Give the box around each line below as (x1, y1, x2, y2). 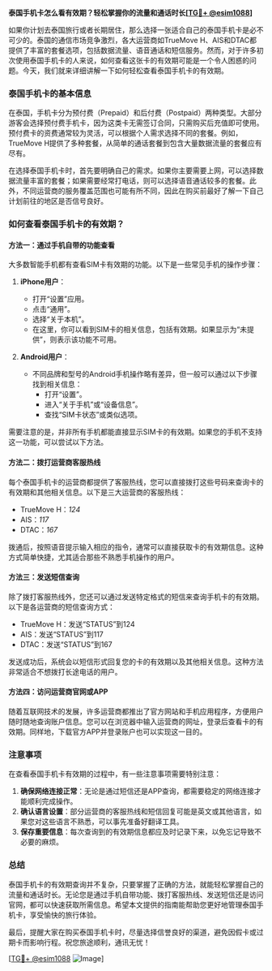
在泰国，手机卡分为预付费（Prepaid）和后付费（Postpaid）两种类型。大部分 (8, 108, 262, 118)
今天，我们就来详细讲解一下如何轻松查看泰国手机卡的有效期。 (22, 66, 228, 76)
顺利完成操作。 (27, 796, 78, 806)
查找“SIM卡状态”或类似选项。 (44, 410, 142, 420)
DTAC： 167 (19, 524, 58, 534)
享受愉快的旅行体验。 (29, 909, 101, 920)
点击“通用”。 (32, 304, 74, 314)
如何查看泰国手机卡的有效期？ (8, 218, 125, 230)
